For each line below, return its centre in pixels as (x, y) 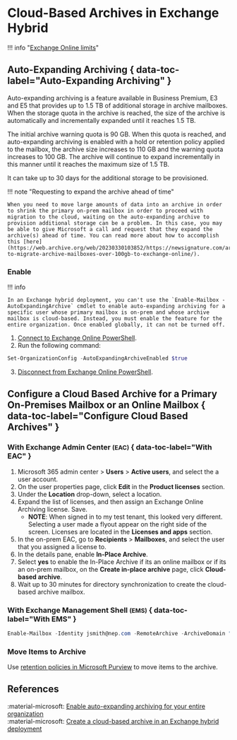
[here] (32, 242)
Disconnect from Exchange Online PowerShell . (85, 372)
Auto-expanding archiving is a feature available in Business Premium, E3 (113, 98)
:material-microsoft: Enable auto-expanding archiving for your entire (107, 706)
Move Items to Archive (47, 652)
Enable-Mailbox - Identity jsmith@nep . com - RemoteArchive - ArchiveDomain (116, 633)
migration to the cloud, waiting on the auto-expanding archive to (109, 217)
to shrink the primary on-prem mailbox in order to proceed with (105, 211)
